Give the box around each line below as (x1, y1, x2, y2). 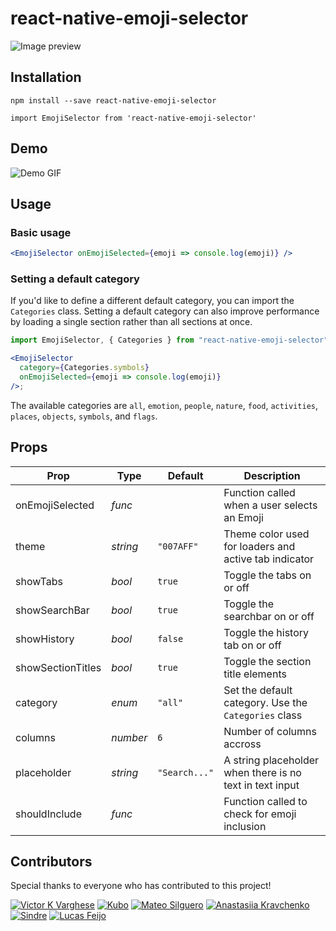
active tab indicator (223, 552, 315, 566)
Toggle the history (223, 625, 310, 639)
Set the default (223, 683, 293, 697)
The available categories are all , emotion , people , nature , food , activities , (10, 399, 319, 411)
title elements (223, 667, 287, 681)
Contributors (10, 853, 93, 870)
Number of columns (223, 724, 317, 738)
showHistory (15, 632, 75, 646)
